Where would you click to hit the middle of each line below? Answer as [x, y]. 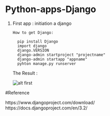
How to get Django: [33, 32]
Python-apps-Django [51, 9]
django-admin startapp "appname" [52, 59]
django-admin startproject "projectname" [62, 55]
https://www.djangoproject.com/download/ [50, 102]
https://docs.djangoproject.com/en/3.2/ [46, 108]
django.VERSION [33, 50]
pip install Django [38, 42]
